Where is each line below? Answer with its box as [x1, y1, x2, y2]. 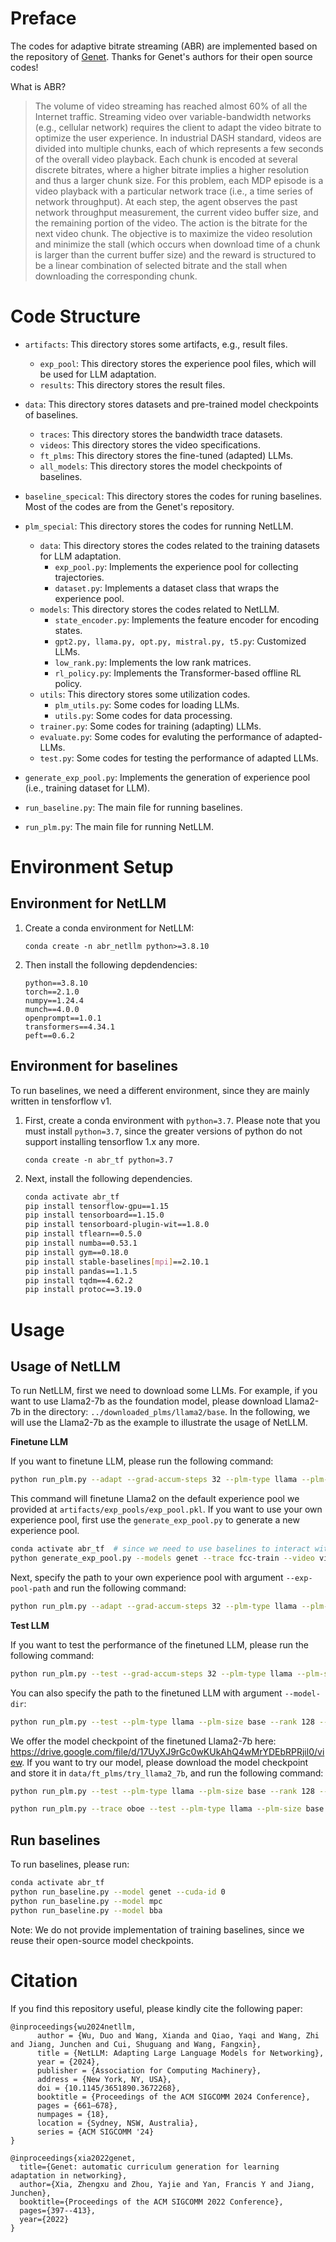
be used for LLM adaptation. [39, 368, 157, 380]
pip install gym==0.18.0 [24, 1247, 129, 1257]
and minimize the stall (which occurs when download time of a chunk [34, 238, 321, 250]
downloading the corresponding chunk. [34, 270, 198, 282]
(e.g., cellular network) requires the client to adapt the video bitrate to [34, 121, 322, 133]
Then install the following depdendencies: [24, 958, 198, 971]
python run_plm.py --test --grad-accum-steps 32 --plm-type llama [10, 1668, 293, 1679]
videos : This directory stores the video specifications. [39, 438, 262, 451]
